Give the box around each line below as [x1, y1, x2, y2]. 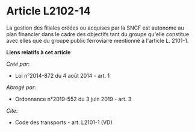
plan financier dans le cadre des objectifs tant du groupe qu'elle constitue [6, 30, 190, 37]
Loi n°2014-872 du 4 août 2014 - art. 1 [14, 72, 110, 79]
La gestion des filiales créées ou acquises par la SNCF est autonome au [6, 24, 185, 31]
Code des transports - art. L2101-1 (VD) [14, 119, 113, 126]
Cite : [6, 107, 18, 114]
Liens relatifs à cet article [6, 48, 71, 55]
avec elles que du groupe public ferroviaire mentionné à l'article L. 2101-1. [6, 37, 189, 44]
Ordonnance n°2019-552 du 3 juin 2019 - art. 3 [14, 95, 132, 102]
